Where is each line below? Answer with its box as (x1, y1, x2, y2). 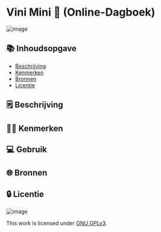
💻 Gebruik (6, 144, 47, 154)
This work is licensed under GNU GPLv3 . (6, 219, 107, 227)
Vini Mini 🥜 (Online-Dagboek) (6, 5, 156, 19)
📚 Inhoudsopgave (6, 43, 77, 53)
